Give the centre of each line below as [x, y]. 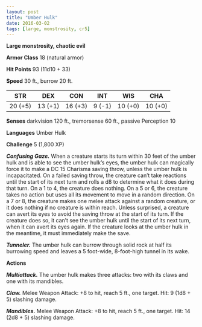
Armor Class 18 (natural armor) [45, 57]
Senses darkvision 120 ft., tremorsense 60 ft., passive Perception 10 [91, 121]
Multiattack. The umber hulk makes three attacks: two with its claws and [97, 275]
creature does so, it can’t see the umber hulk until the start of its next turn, [99, 221]
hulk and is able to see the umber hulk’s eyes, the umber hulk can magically [100, 163]
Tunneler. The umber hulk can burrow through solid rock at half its [89, 245]
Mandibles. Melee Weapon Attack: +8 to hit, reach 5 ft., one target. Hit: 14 [99, 311]
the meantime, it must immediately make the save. [68, 233]
